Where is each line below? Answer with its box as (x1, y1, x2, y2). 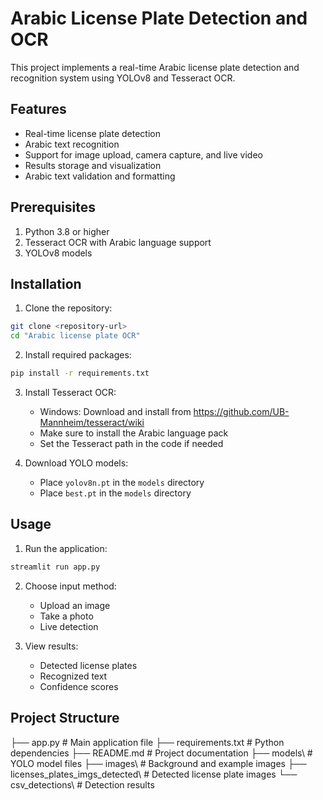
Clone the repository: (24, 302, 113, 314)
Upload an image (39, 599, 111, 611)
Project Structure (10, 710, 120, 727)
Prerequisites (10, 199, 96, 216)
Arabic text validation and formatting (24, 170, 176, 182)
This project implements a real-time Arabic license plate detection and (10, 61, 300, 73)
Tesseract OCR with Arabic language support (24, 236, 212, 248)
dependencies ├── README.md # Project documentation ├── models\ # (10, 747, 313, 759)
